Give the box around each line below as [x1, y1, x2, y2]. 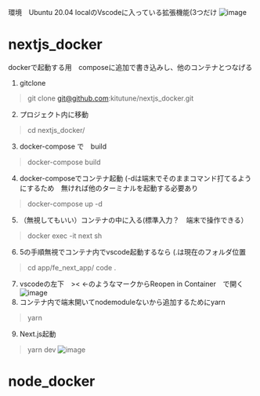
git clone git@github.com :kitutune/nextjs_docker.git [27, 93, 194, 103]
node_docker [8, 372, 96, 390]
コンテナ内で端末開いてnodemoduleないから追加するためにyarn [19, 297, 226, 306]
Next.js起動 [19, 329, 56, 339]
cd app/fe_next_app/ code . [27, 262, 117, 272]
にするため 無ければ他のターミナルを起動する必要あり [19, 183, 198, 192]
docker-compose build [27, 157, 101, 167]
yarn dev [27, 345, 56, 354]
